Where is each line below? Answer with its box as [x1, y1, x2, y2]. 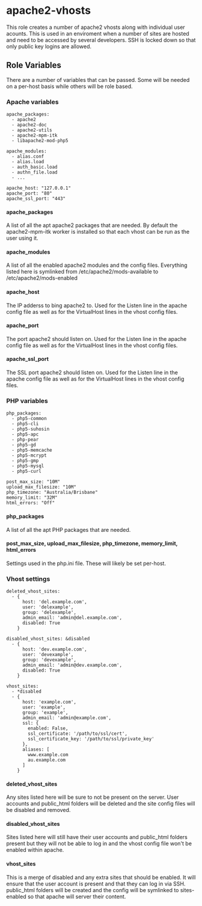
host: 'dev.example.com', [22, 646, 87, 652]
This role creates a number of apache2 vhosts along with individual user [6, 23, 185, 31]
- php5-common [11, 416, 47, 422]
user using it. [6, 234, 38, 242]
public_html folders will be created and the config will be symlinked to [6, 886, 179, 893]
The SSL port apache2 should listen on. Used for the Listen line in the [6, 369, 179, 376]
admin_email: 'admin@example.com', [22, 715, 112, 721]
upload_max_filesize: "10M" [6, 484, 77, 490]
